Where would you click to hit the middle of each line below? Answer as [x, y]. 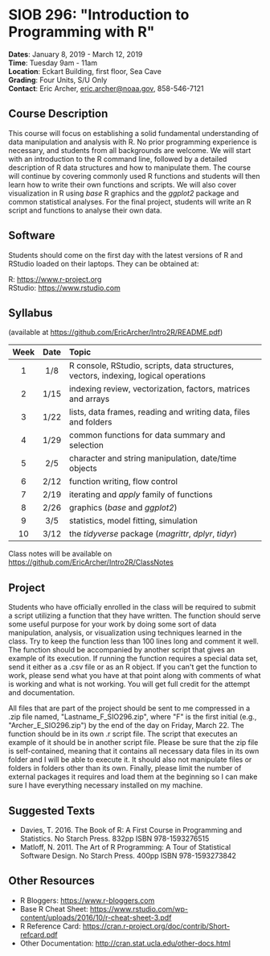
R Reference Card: [50, 926]
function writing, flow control [124, 482]
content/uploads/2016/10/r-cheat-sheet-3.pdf [96, 917]
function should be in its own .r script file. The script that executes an [123, 734]
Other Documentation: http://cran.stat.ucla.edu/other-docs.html [125, 943]
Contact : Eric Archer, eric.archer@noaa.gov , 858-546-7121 [106, 88]
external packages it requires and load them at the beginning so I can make [133, 777]
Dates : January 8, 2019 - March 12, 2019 [76, 54]
